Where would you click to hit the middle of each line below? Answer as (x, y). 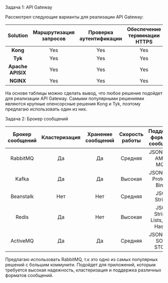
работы (131, 140)
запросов (54, 38)
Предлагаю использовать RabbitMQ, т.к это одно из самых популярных (81, 259)
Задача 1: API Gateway (29, 7)
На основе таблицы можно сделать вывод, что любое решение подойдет (84, 93)
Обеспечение (144, 29)
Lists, (157, 220)
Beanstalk (22, 196)
